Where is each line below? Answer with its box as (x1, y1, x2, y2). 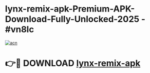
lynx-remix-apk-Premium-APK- (5, 3, 135, 15)
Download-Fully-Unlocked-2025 (5, 14, 140, 25)
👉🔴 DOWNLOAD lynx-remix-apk (5, 58, 141, 69)
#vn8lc (5, 24, 34, 35)
